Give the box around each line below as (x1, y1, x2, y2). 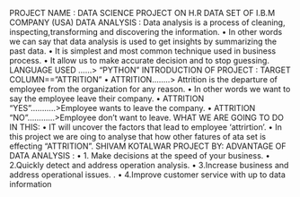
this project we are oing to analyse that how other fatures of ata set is (9, 132, 267, 141)
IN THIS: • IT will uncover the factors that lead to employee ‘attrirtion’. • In (9, 122, 283, 133)
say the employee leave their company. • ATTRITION (9, 93, 205, 104)
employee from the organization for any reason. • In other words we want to (9, 84, 291, 94)
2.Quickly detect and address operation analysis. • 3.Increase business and (9, 160, 289, 170)
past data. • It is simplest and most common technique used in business (9, 46, 277, 56)
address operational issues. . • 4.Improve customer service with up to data (9, 169, 286, 180)
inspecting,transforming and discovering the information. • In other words (9, 27, 283, 37)
